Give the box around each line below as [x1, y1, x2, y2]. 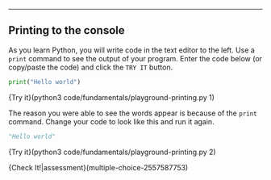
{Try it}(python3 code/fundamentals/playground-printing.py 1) [8, 92, 215, 102]
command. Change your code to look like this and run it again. [8, 116, 215, 126]
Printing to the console [8, 23, 125, 37]
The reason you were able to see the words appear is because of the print [8, 108, 258, 118]
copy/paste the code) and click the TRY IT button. [8, 62, 173, 72]
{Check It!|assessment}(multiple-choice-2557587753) [8, 162, 189, 172]
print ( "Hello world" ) [8, 77, 81, 86]
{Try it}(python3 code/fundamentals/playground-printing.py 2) [8, 147, 216, 157]
